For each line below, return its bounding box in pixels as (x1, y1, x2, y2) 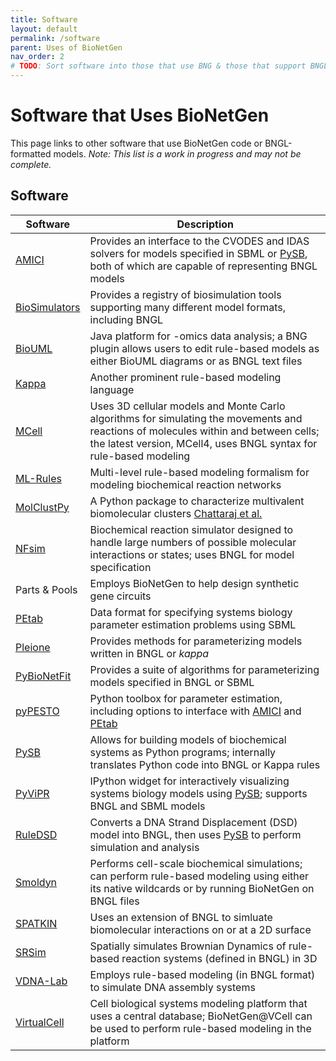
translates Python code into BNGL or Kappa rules (89, 757, 321, 771)
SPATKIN (15, 916, 58, 930)
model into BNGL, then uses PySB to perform (89, 827, 302, 841)
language (89, 382, 135, 396)
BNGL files (89, 894, 140, 908)
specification (89, 560, 152, 574)
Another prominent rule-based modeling (89, 370, 282, 384)
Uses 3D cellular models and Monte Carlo (89, 399, 286, 413)
